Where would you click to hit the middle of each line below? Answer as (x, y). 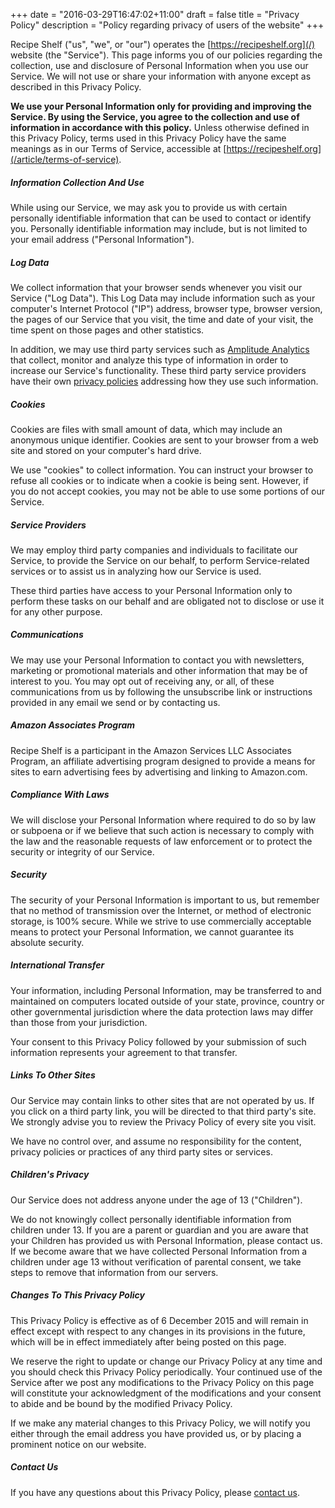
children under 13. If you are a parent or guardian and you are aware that (159, 1230)
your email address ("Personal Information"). (102, 239)
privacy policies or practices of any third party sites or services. (141, 1151)
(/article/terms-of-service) (65, 159)
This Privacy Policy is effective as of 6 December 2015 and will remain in (159, 1320)
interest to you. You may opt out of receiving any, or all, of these (142, 681)
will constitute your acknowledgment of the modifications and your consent (166, 1393)
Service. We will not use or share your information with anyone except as (161, 76)
